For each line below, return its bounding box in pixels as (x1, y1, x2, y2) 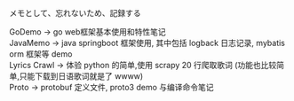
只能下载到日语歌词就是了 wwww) (19, 71, 144, 82)
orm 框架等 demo (9, 49, 73, 59)
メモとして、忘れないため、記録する (9, 8, 141, 18)
